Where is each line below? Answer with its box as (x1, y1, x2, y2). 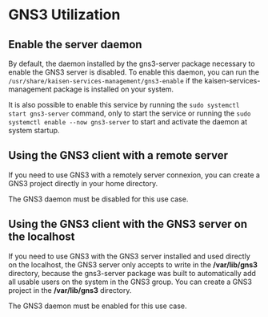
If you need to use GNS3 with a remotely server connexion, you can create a (8, 170, 260, 180)
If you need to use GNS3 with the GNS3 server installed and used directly (8, 251, 250, 261)
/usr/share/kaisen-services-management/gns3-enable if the (8, 76, 203, 85)
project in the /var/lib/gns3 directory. (8, 285, 132, 295)
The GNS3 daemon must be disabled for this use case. (8, 194, 189, 204)
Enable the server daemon (8, 38, 142, 51)
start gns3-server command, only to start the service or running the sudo (8, 108, 251, 118)
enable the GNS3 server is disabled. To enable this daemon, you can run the (8, 67, 260, 77)
